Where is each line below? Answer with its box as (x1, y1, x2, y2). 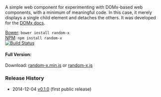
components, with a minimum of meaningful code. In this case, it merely (5, 9, 152, 15)
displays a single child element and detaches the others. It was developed (5, 15, 156, 20)
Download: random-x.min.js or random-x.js (5, 62, 93, 68)
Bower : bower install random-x (5, 30, 70, 35)
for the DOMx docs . (5, 20, 46, 26)
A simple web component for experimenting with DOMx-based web (5, 4, 143, 10)
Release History (5, 75, 45, 82)
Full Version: (5, 51, 32, 57)
